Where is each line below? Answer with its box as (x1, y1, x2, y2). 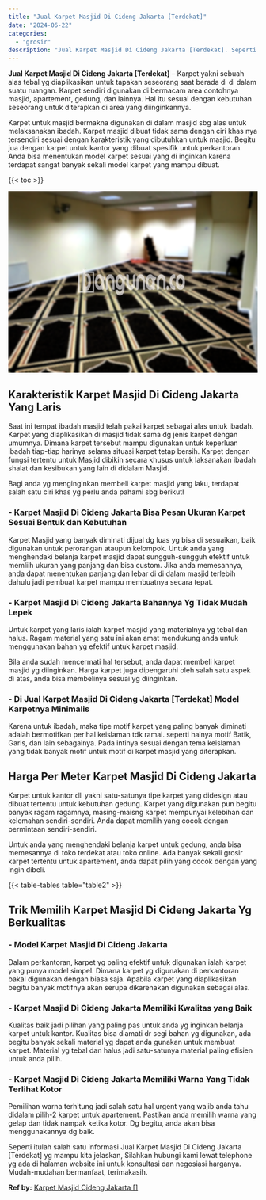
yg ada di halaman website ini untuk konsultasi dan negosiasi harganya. (8, 1159, 241, 1168)
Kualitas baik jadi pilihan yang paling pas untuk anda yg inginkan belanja (8, 1020, 244, 1030)
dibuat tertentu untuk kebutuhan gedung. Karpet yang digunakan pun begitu (8, 799, 257, 809)
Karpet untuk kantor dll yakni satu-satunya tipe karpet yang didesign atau (8, 790, 248, 800)
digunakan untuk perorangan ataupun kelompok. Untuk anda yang (8, 543, 225, 553)
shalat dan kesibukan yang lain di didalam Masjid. (8, 463, 170, 473)
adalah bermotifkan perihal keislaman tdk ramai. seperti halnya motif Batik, (8, 730, 252, 740)
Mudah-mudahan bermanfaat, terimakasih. (8, 1168, 148, 1177)
